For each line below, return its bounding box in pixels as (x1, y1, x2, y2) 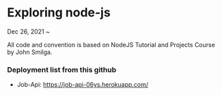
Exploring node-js (7, 5, 111, 21)
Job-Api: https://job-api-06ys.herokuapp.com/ (16, 81, 149, 89)
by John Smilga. (7, 48, 53, 56)
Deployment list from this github (7, 65, 117, 74)
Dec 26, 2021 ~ (7, 27, 50, 36)
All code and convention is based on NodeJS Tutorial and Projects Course (7, 40, 215, 49)
